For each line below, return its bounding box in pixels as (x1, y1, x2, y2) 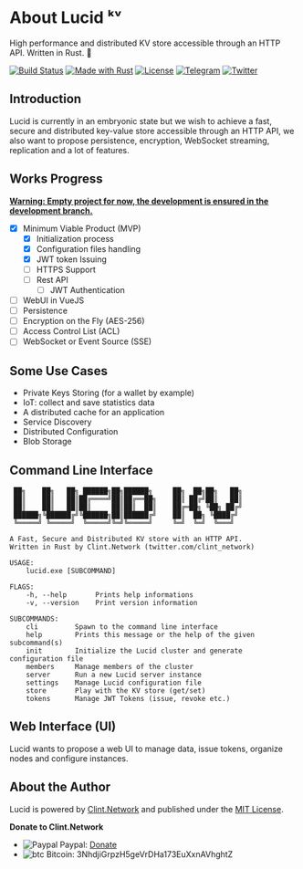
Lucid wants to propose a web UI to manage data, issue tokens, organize (9, 743, 283, 754)
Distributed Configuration (22, 426, 119, 437)
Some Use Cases (9, 363, 108, 379)
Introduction (9, 91, 82, 107)
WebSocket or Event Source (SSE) (22, 336, 152, 347)
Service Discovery (22, 416, 92, 427)
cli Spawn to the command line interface (26, 622, 219, 632)
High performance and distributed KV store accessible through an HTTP (9, 37, 281, 48)
